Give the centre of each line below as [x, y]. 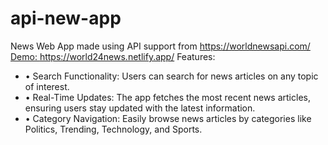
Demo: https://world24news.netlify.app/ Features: [113, 56]
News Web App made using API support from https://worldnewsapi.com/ [160, 46]
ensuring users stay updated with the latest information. [140, 108]
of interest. [47, 86]
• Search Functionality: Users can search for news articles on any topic [171, 76]
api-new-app [66, 18]
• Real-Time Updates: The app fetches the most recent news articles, [167, 97]
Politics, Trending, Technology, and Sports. [113, 129]
